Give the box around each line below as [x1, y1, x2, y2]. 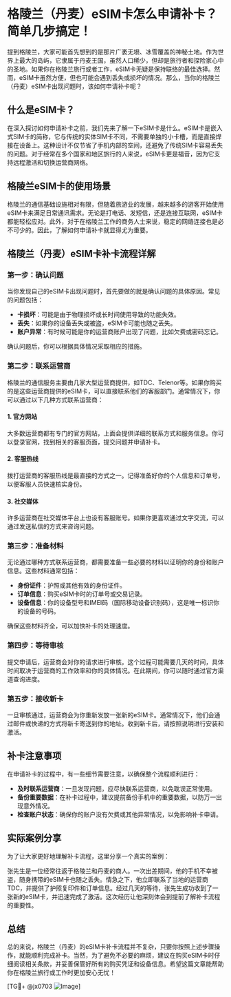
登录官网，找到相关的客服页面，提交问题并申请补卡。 [12, 438, 164, 446]
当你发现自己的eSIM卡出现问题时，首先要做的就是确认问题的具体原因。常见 [7, 287, 221, 296]
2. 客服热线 [7, 455, 39, 463]
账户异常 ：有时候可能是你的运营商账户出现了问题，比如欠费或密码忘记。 [16, 328, 222, 336]
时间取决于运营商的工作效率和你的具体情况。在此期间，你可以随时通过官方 [7, 666, 218, 675]
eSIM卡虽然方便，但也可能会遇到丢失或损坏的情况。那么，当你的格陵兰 [19, 73, 221, 81]
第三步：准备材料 [7, 542, 64, 551]
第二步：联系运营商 [7, 361, 71, 371]
